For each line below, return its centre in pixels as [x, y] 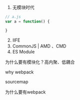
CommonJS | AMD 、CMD [39, 46]
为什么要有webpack [26, 92]
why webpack [19, 72]
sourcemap [17, 81]
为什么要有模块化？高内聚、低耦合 [40, 62]
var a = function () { [28, 21]
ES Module [23, 51]
